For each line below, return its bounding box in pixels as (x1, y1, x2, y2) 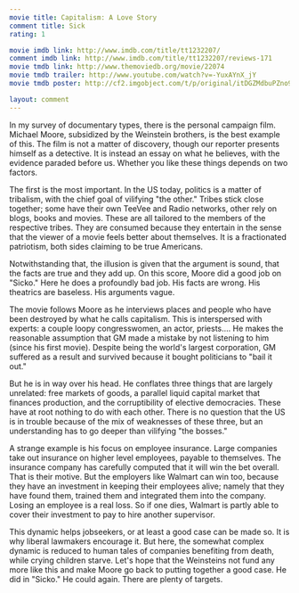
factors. (9, 167, 38, 177)
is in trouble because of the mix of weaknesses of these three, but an (9, 416, 263, 426)
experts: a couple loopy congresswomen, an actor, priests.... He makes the (9, 323, 284, 334)
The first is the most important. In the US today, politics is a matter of (9, 184, 263, 194)
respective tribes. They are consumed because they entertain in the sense (9, 222, 282, 233)
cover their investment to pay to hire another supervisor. (9, 509, 215, 520)
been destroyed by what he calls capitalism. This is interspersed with (9, 313, 263, 324)
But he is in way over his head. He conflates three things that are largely (9, 378, 273, 389)
